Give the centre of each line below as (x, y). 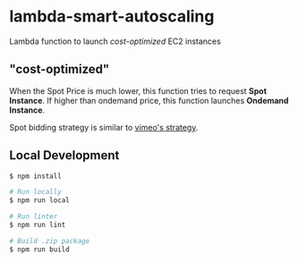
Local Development (64, 155)
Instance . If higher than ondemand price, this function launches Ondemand (149, 100)
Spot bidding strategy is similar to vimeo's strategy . (104, 127)
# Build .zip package (50, 241)
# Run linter (34, 216)
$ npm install (36, 176)
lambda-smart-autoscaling (112, 17)
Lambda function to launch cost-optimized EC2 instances (115, 41)
